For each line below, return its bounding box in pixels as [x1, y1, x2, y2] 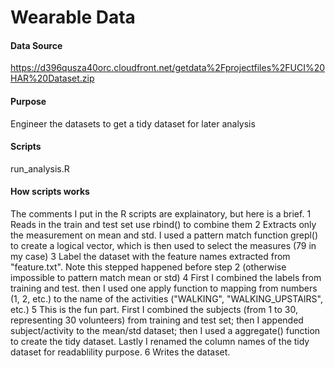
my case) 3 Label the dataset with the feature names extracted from [10, 251, 291, 262]
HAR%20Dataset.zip [10, 72, 95, 85]
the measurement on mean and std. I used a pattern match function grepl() [10, 229, 319, 241]
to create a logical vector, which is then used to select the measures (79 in [10, 240, 317, 251]
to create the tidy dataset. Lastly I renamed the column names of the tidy [10, 336, 310, 347]
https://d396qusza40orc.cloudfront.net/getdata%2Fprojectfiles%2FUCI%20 [10, 62, 326, 74]
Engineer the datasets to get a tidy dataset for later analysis [10, 117, 256, 130]
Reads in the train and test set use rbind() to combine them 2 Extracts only [10, 219, 317, 230]
